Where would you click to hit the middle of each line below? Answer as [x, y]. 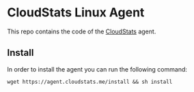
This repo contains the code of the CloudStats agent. [82, 31]
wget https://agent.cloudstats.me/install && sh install [90, 82]
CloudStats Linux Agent [76, 13]
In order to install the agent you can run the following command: [97, 69]
